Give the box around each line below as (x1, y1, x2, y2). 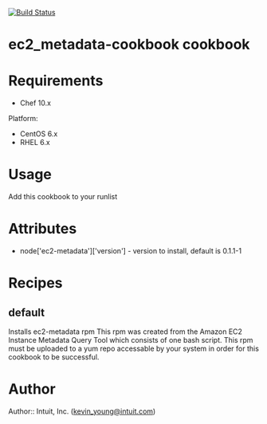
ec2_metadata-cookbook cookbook (8, 36, 250, 53)
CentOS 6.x (19, 129, 58, 139)
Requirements (8, 72, 104, 90)
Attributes (8, 220, 77, 238)
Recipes (8, 274, 63, 292)
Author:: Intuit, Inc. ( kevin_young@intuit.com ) (8, 406, 156, 416)
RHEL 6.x (19, 138, 50, 147)
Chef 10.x (19, 98, 52, 108)
